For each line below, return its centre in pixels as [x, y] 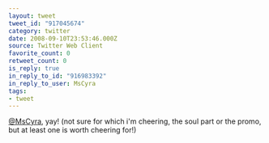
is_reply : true [34, 69]
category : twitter [39, 31]
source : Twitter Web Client [56, 46]
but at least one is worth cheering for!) [73, 130]
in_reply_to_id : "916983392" [58, 76]
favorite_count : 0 [39, 53]
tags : [17, 91]
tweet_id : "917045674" [47, 23]
